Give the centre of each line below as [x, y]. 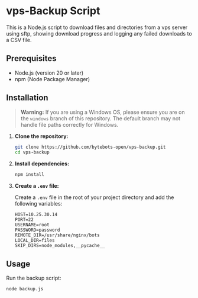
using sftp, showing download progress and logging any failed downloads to [99, 33]
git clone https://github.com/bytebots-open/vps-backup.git [90, 147]
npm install [29, 175]
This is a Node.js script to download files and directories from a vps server [97, 27]
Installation [27, 98]
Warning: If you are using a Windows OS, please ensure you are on [103, 112]
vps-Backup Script [53, 11]
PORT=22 [24, 220]
